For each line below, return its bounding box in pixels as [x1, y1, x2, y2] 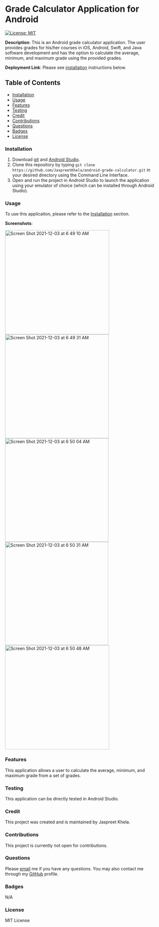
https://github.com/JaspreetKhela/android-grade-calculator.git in [12, 167, 151, 173]
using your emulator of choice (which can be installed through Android [12, 182, 155, 189]
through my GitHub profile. [5, 871, 59, 877]
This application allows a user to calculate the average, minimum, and [5, 767, 145, 773]
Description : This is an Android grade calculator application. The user [5, 39, 146, 45]
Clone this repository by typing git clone [12, 162, 95, 168]
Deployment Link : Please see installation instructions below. [5, 65, 126, 70]
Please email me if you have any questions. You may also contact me [5, 865, 144, 871]
